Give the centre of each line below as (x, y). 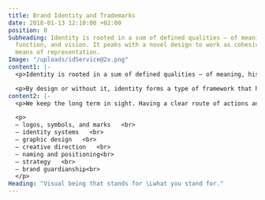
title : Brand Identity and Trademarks (72, 15)
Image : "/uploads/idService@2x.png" (68, 60)
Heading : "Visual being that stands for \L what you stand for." (116, 184)
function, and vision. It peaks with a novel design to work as (123, 45)
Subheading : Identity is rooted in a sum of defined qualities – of (123, 38)
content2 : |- (30, 96)
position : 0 (28, 30)
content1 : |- (30, 67)
